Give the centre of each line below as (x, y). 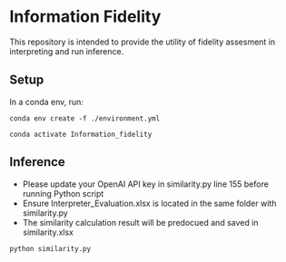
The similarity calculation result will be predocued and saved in (140, 222)
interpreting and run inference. (67, 51)
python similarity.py (50, 248)
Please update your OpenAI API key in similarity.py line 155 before (146, 184)
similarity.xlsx (48, 232)
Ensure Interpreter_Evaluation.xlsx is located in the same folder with (149, 203)
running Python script (63, 193)
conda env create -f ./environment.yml (85, 118)
